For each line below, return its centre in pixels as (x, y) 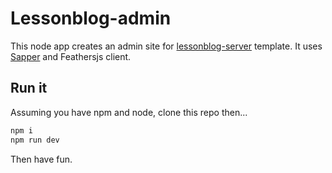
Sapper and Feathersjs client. (71, 56)
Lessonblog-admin (91, 18)
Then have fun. (41, 159)
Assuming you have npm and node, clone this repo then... (129, 112)
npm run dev (35, 140)
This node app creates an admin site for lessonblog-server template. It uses (166, 46)
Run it (29, 88)
